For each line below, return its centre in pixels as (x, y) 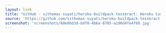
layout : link (19, 9)
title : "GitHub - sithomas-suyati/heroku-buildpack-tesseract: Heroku (79, 14)
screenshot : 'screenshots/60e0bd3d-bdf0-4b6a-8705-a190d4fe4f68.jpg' (78, 23)
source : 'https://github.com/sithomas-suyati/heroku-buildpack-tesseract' (84, 18)
